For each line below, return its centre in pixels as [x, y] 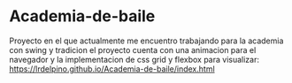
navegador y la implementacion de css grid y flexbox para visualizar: [134, 59]
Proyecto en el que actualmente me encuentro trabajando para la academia [146, 41]
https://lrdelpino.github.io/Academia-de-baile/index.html [112, 69]
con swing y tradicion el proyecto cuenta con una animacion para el [133, 49]
